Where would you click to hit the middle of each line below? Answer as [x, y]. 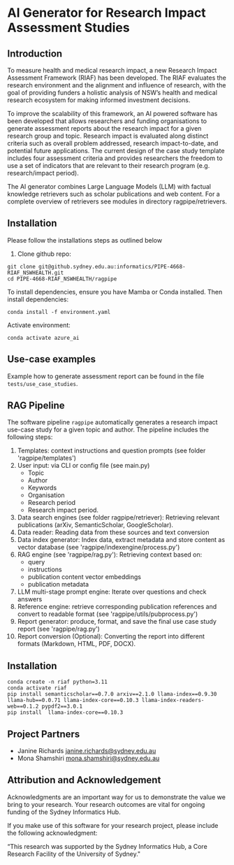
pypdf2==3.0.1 [62, 707]
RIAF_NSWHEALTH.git [36, 273]
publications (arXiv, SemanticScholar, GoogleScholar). [95, 525]
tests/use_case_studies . [43, 383]
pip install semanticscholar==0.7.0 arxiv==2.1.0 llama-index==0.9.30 [112, 694]
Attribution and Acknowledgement [84, 780]
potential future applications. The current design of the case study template [116, 151]
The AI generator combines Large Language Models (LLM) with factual [109, 186]
